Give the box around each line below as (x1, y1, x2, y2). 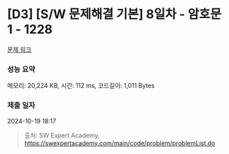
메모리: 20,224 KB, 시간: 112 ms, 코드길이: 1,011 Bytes (7, 81, 155, 90)
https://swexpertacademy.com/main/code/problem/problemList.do (24, 139, 216, 147)
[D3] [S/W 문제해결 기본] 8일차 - (7, 6, 185, 22)
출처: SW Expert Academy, (24, 131, 100, 139)
